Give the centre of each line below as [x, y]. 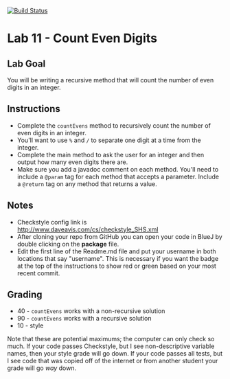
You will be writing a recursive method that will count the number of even [111, 80]
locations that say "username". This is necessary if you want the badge [118, 258]
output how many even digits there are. [72, 162]
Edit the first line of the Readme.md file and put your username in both [116, 251]
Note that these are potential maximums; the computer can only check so [111, 339]
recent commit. [38, 273]
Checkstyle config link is [52, 222]
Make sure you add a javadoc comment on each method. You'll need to [118, 169]
